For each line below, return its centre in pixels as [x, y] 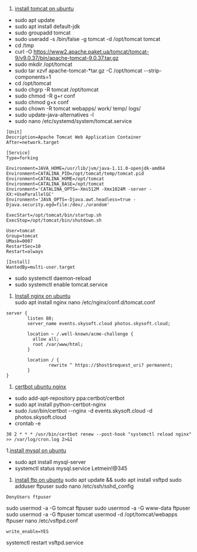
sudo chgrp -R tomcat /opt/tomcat [56, 89]
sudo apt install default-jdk [47, 26]
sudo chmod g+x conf [42, 102]
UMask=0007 [20, 241]
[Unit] [14, 132]
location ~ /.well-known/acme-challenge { [80, 334]
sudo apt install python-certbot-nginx [60, 404]
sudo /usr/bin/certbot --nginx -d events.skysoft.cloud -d [83, 411]
